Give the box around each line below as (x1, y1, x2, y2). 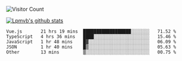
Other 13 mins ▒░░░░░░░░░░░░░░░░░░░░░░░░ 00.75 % (6, 49, 177, 55)
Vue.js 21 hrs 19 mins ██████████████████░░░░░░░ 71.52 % (6, 28, 177, 34)
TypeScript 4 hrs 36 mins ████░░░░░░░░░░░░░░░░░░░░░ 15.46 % (6, 34, 177, 40)
